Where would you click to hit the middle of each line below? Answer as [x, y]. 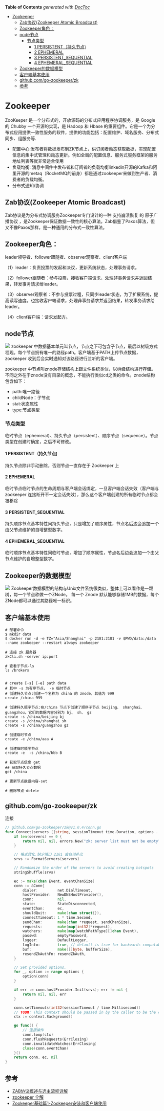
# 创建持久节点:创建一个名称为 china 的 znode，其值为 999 [60, 694]
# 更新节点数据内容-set [26, 781]
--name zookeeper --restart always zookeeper [52, 643]
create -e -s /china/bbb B [34, 753]
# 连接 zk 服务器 [21, 652]
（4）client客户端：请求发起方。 [38, 317]
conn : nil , [45, 899]
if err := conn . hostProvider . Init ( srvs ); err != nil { [71, 990]
